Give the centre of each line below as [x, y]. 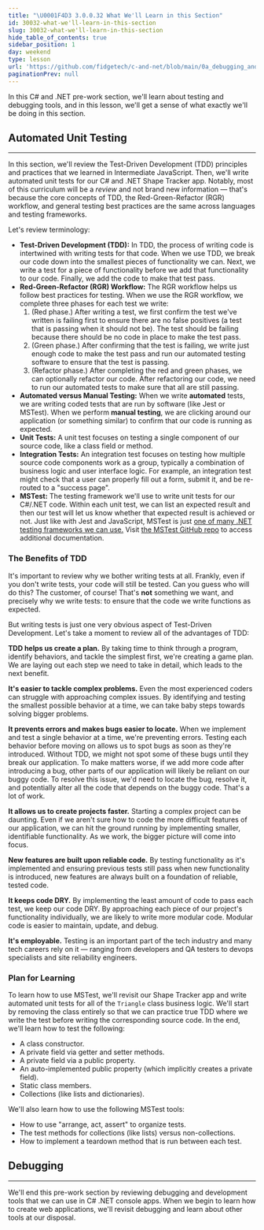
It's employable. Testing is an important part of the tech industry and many [130, 940]
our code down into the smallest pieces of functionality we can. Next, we [137, 262]
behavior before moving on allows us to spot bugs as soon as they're [120, 745]
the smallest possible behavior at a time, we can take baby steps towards [126, 705]
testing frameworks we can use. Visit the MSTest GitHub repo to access [136, 530]
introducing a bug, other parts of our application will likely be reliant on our [129, 771]
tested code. [29, 885]
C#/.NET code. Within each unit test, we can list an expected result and [135, 504]
